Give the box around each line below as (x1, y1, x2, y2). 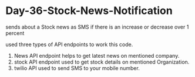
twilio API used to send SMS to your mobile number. (14, 64, 140, 71)
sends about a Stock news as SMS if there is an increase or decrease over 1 (5, 23, 189, 30)
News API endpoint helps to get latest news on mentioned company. (14, 52, 180, 59)
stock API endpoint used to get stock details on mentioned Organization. (14, 58, 190, 65)
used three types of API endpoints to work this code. (5, 41, 133, 48)
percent (5, 29, 25, 36)
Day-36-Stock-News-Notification (5, 4, 173, 17)
